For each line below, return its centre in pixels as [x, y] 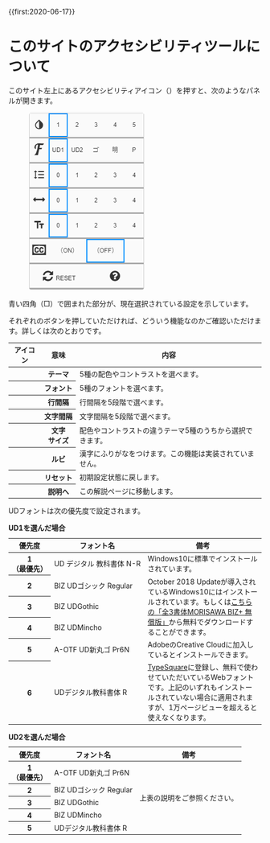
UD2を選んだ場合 [37, 737]
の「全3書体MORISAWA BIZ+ [195, 611]
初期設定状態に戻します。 [121, 477]
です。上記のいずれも [182, 688]
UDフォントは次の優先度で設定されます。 [77, 511]
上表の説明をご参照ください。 [189, 798]
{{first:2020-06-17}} [42, 12]
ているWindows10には [185, 591]
